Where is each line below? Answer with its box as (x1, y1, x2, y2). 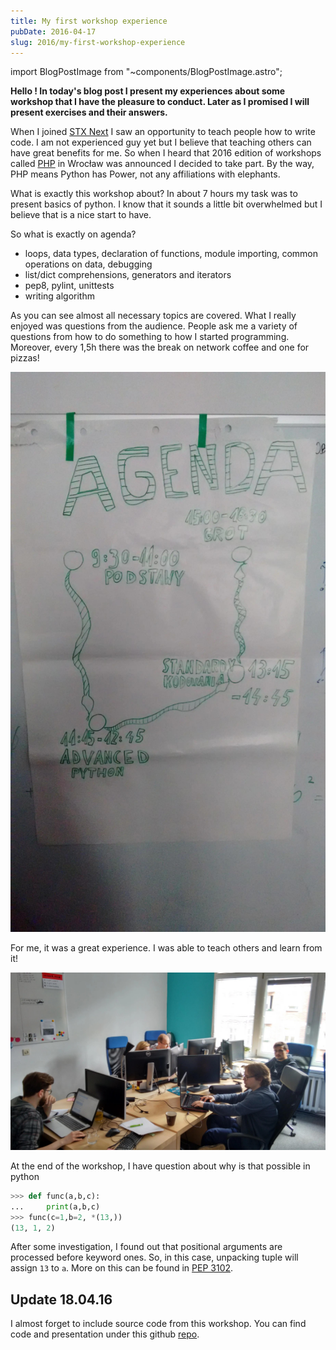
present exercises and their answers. (10, 106, 168, 119)
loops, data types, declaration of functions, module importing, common (24, 248, 319, 260)
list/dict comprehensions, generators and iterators (24, 269, 232, 281)
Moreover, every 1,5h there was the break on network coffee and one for (10, 341, 310, 354)
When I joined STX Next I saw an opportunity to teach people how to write (10, 126, 316, 138)
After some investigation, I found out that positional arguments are (10, 1241, 283, 1253)
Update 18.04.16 (10, 1291, 113, 1308)
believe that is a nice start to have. (10, 209, 152, 221)
